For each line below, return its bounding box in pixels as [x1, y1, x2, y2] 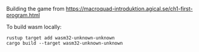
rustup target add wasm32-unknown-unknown [6, 35, 115, 41]
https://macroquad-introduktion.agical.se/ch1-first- [65, 5, 193, 12]
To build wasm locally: [6, 24, 62, 30]
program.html [6, 11, 41, 19]
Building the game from [6, 5, 65, 12]
